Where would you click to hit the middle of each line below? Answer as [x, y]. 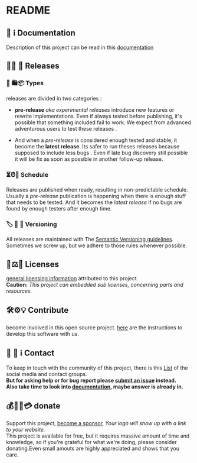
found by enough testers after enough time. [59, 208]
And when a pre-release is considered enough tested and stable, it [96, 140]
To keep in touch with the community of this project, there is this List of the [97, 368]
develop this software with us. [43, 334]
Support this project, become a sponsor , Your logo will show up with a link [96, 423]
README [28, 10]
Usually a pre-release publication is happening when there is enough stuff [96, 196]
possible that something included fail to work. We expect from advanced [103, 122]
